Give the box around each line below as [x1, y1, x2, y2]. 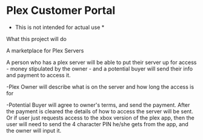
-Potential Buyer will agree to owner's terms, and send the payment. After [6, 101, 190, 109]
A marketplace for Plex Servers [6, 46, 84, 54]
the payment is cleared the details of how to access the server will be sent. [6, 107, 194, 115]
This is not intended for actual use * [15, 24, 105, 31]
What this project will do [6, 35, 67, 42]
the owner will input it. [6, 127, 62, 134]
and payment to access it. [6, 71, 71, 78]
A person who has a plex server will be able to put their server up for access [6, 59, 197, 66]
